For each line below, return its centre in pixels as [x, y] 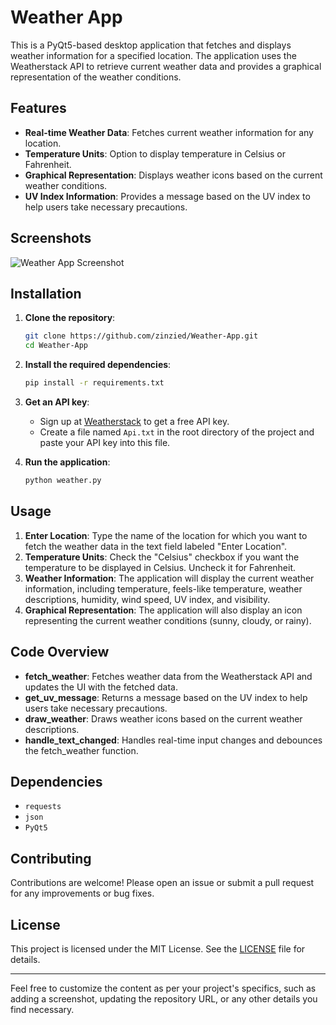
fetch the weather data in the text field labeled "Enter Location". [156, 546]
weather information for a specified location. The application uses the [153, 55]
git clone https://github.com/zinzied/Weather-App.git [141, 336]
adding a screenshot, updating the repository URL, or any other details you [164, 998]
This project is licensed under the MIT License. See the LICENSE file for [158, 948]
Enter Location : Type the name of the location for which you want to [166, 535]
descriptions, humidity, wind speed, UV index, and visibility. [147, 599]
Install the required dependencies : [98, 365]
